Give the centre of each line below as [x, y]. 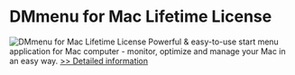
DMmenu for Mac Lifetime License [141, 17]
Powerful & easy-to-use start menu [214, 42]
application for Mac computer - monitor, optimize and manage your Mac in [147, 51]
